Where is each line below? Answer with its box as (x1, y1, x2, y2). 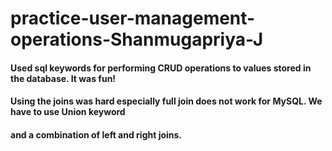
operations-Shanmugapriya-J (10, 28, 264, 51)
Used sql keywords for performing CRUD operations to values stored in (10, 62, 312, 74)
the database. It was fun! (10, 72, 117, 84)
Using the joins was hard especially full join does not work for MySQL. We (10, 95, 323, 107)
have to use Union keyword (10, 106, 126, 118)
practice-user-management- (10, 7, 256, 30)
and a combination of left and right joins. (10, 128, 183, 141)
